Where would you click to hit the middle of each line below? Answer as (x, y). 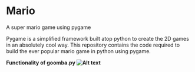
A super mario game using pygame (49, 27)
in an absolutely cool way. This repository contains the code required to (93, 45)
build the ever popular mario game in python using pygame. (79, 51)
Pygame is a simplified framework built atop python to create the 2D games (98, 38)
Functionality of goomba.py (41, 63)
